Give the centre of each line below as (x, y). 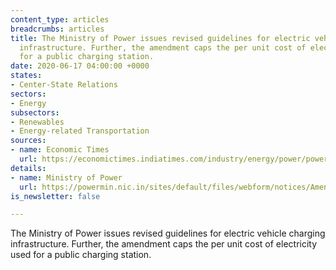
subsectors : (35, 112)
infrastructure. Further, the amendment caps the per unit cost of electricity (164, 244)
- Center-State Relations (64, 85)
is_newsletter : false (55, 196)
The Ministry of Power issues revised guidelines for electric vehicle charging (168, 233)
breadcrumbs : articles (57, 29)
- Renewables (37, 122)
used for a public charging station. (81, 255)
